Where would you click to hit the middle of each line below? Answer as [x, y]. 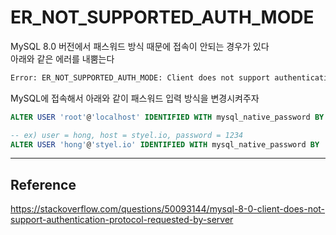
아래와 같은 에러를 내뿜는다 [62, 58]
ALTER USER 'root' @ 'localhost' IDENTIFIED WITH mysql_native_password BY [167, 117]
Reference [43, 184]
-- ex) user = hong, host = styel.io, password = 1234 [127, 135]
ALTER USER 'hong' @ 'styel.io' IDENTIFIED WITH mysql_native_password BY [165, 144]
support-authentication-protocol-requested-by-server [122, 220]
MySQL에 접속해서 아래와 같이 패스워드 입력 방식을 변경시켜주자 [135, 98]
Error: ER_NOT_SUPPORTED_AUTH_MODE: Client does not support [140, 77]
